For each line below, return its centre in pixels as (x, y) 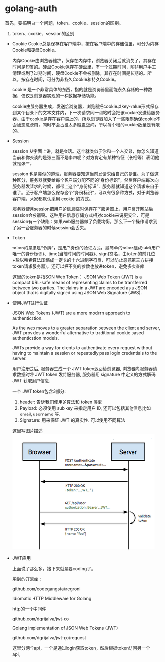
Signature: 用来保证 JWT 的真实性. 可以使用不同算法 (72, 420)
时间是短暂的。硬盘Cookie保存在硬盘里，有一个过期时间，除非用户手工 (84, 67)
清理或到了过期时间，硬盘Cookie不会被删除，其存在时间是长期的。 (80, 73)
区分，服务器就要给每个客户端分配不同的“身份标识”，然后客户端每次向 (88, 180)
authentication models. (35, 338)
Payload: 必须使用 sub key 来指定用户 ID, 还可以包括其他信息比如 (85, 408)
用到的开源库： (27, 579)
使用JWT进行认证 (30, 303)
